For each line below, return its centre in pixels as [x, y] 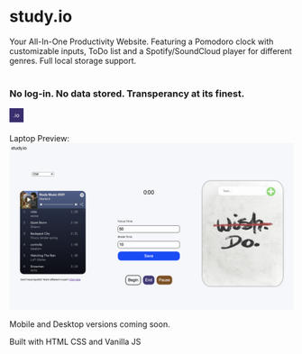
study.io [41, 17]
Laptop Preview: [40, 139]
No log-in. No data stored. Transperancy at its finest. [127, 94]
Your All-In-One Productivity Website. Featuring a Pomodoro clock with [142, 41]
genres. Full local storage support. [73, 60]
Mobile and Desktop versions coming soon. [90, 324]
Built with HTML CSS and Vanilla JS [75, 341]
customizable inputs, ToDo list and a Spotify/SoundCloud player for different [151, 50]
